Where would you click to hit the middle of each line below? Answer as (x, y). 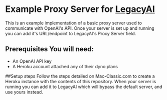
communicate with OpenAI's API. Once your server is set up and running (80, 28)
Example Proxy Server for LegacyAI (80, 9)
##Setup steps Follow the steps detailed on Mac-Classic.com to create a (80, 76)
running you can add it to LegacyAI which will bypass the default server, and (84, 87)
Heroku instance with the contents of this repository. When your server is (81, 81)
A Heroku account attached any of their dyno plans (65, 66)
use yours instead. (24, 92)
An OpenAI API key (32, 61)
